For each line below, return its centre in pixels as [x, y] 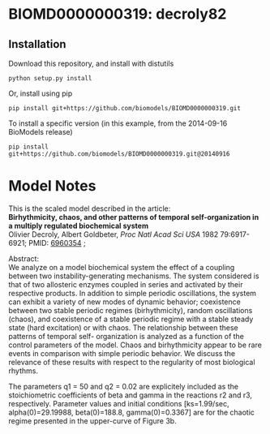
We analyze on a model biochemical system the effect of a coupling [122, 267]
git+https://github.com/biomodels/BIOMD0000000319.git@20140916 [119, 154]
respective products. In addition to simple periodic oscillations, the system [133, 293]
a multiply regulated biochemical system [78, 226]
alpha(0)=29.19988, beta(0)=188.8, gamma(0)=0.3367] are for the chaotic [132, 412]
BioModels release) [41, 132]
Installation [37, 44]
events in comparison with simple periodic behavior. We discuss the [122, 353]
